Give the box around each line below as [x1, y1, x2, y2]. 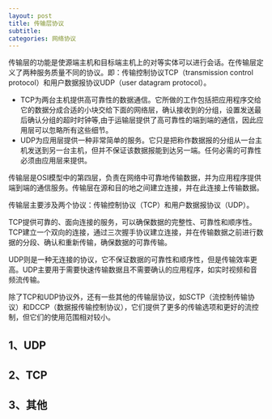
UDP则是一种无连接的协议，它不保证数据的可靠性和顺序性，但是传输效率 [8, 255, 251, 265]
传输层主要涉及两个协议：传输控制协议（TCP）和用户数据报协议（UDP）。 [8, 200, 254, 210]
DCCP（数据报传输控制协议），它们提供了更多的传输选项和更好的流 [29, 303, 253, 312]
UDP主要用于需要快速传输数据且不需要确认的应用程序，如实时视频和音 [22, 265, 257, 275]
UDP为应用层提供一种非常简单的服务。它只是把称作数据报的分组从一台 [19, 135, 256, 146]
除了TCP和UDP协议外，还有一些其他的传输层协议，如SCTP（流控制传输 [8, 292, 249, 302]
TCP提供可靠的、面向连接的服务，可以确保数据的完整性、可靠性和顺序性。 [8, 218, 257, 227]
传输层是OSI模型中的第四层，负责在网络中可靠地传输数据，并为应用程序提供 [8, 173, 261, 183]
